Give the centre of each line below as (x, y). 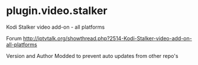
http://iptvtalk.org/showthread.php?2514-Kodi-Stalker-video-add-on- (107, 38)
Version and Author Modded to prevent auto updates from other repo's (92, 56)
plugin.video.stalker (57, 11)
